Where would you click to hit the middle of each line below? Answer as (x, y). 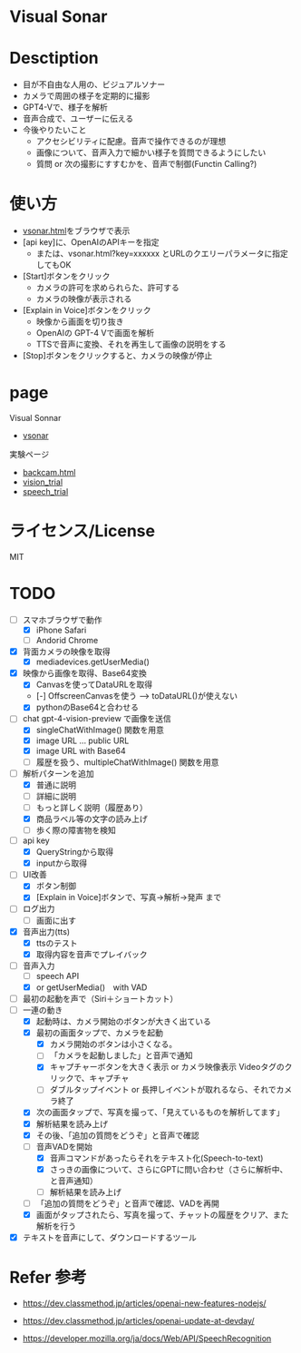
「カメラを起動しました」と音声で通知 (121, 1055)
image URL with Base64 (81, 750)
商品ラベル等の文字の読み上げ (92, 819)
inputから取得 (62, 863)
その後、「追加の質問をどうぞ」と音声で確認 (117, 1135)
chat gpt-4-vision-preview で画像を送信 (97, 719)
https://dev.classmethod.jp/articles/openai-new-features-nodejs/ (144, 1303)
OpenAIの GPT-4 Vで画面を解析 (95, 333)
